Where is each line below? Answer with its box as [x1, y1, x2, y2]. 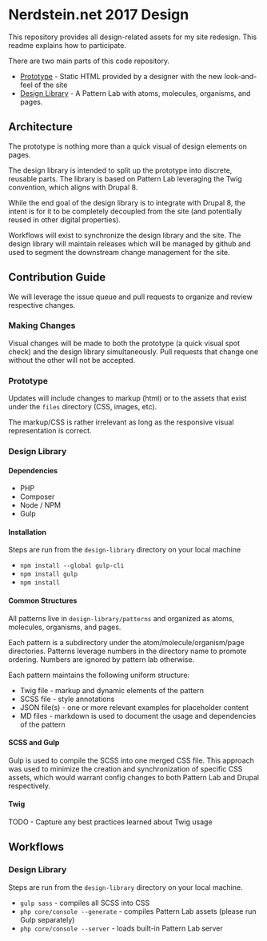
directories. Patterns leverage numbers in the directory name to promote [8, 646, 247, 656]
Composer [19, 492, 55, 501]
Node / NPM [19, 500, 62, 510]
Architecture [8, 120, 74, 134]
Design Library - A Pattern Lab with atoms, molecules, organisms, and [19, 88, 251, 98]
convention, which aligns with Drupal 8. [8, 182, 138, 192]
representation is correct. [8, 426, 92, 436]
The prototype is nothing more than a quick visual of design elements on [8, 142, 248, 151]
